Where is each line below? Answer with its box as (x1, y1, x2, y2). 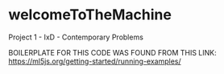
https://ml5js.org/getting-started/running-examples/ (8, 56, 181, 66)
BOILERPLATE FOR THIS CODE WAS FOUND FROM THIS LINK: (8, 47, 218, 57)
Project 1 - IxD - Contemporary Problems (8, 32, 143, 42)
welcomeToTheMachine (8, 6, 172, 24)
